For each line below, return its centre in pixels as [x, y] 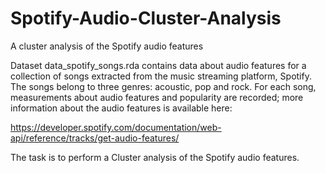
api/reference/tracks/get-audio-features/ [95, 138]
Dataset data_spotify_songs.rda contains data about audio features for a [158, 65]
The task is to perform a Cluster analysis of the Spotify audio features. [155, 157]
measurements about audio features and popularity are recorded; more [157, 97]
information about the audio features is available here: [121, 108]
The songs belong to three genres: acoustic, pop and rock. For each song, [163, 86]
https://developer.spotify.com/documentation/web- [116, 127]
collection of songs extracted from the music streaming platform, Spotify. [161, 76]
